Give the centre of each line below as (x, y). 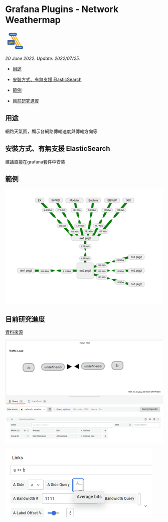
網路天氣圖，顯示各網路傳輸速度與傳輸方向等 (51, 131)
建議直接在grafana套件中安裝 (35, 161)
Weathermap (33, 20)
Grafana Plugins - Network (62, 9)
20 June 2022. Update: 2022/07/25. (43, 58)
